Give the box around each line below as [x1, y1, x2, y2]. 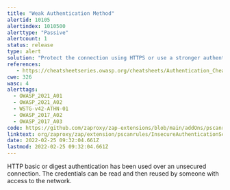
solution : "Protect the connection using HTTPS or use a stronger [7, 55, 201, 62]
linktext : [7, 131, 36, 137]
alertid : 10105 [7, 16, 51, 23]
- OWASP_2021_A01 [13, 93, 63, 100]
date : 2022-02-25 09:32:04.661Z [7, 137, 99, 144]
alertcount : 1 [7, 36, 48, 42]
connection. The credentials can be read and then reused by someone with [7, 169, 219, 178]
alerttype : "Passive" [7, 29, 69, 36]
